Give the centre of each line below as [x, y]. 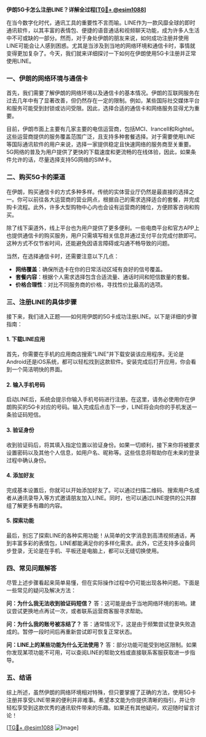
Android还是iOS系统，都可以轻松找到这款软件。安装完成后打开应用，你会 [99, 362]
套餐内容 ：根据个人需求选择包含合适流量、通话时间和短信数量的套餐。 [104, 277]
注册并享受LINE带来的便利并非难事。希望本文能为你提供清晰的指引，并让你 [101, 700]
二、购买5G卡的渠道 [36, 177]
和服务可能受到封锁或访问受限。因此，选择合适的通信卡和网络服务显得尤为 [100, 108]
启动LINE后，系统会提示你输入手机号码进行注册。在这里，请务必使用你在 [98, 399]
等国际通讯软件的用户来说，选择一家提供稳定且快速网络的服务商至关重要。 [100, 144]
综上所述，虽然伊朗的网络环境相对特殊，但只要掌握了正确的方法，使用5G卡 [101, 692]
